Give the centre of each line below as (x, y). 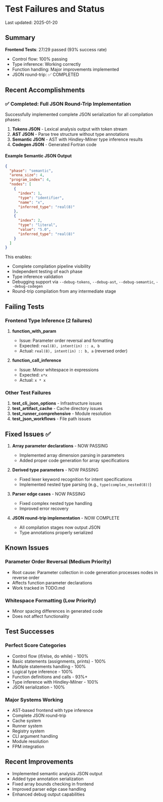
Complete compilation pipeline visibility (51, 266)
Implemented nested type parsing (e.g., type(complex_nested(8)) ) (85, 485)
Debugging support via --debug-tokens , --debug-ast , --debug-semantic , (83, 282)
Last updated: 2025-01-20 (31, 22)
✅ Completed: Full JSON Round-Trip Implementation (68, 104)
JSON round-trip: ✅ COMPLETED (45, 75)
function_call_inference (37, 360)
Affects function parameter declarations (52, 582)
